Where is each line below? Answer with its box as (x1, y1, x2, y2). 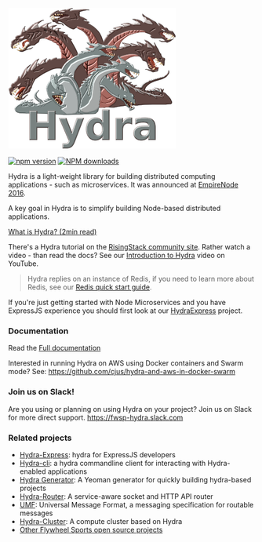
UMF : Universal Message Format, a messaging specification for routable (19, 500, 254, 509)
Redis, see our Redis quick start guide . (27, 282, 152, 292)
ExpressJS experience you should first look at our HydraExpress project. (8, 306, 243, 315)
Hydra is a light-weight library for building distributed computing (8, 172, 216, 180)
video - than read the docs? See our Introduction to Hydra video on (8, 251, 225, 260)
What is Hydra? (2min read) (8, 227, 97, 236)
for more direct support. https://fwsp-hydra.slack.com (8, 413, 184, 422)
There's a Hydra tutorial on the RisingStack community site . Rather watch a (8, 242, 251, 251)
